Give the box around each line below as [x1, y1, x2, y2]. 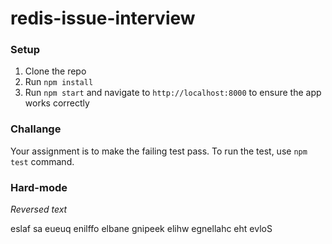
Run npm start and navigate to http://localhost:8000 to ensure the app [24, 87, 322, 99]
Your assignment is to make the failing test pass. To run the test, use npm [10, 145, 308, 157]
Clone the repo [24, 65, 87, 77]
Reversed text [10, 203, 68, 216]
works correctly [24, 97, 90, 109]
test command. [10, 155, 75, 167]
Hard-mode [10, 180, 68, 194]
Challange [10, 122, 62, 136]
